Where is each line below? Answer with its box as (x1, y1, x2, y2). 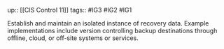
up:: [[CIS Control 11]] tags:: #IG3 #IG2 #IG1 (7, 6, 132, 14)
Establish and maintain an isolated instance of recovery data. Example (7, 19, 209, 27)
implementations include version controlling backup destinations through (7, 27, 218, 35)
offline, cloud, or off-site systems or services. (7, 34, 139, 42)
